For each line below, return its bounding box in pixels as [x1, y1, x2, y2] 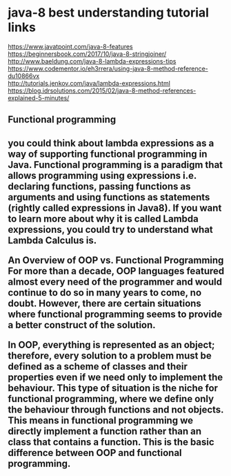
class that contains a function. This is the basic [8, 436, 214, 448]
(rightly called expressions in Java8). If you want [8, 202, 222, 213]
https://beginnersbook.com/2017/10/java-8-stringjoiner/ [8, 50, 167, 58]
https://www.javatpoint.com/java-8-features [8, 42, 133, 50]
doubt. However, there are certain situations [8, 297, 202, 309]
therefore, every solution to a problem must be [8, 350, 212, 361]
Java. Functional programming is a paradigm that [8, 159, 223, 171]
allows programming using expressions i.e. [8, 169, 197, 181]
